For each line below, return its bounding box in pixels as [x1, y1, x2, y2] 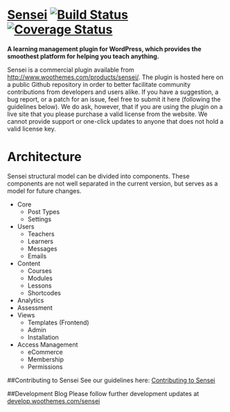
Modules [27, 274, 53, 282]
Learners [27, 237, 54, 245]
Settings [27, 215, 52, 223]
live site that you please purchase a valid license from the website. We [7, 110, 208, 118]
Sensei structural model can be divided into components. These [7, 172, 190, 180]
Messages [27, 244, 57, 253]
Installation [27, 333, 59, 341]
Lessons [27, 281, 52, 290]
